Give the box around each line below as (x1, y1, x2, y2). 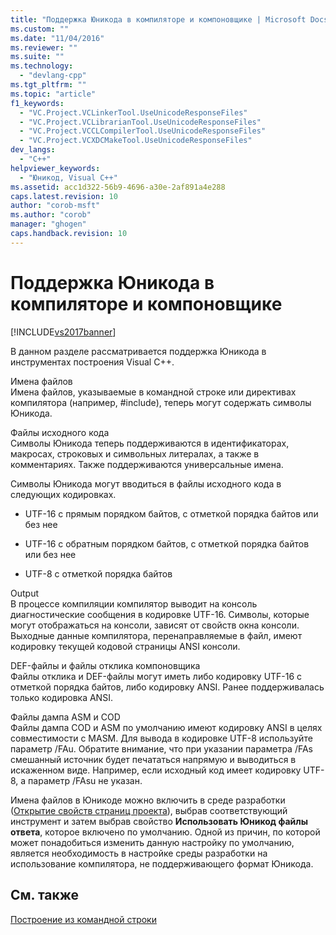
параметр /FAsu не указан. (28, 774, 143, 786)
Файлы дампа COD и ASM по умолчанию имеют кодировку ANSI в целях (10, 721, 323, 733)
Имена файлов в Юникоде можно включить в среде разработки (10, 794, 286, 806)
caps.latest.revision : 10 (10, 191, 118, 201)
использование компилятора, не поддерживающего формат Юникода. (10, 857, 314, 870)
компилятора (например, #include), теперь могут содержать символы (10, 396, 312, 408)
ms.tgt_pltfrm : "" (10, 80, 87, 90)
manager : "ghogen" (10, 219, 87, 230)
